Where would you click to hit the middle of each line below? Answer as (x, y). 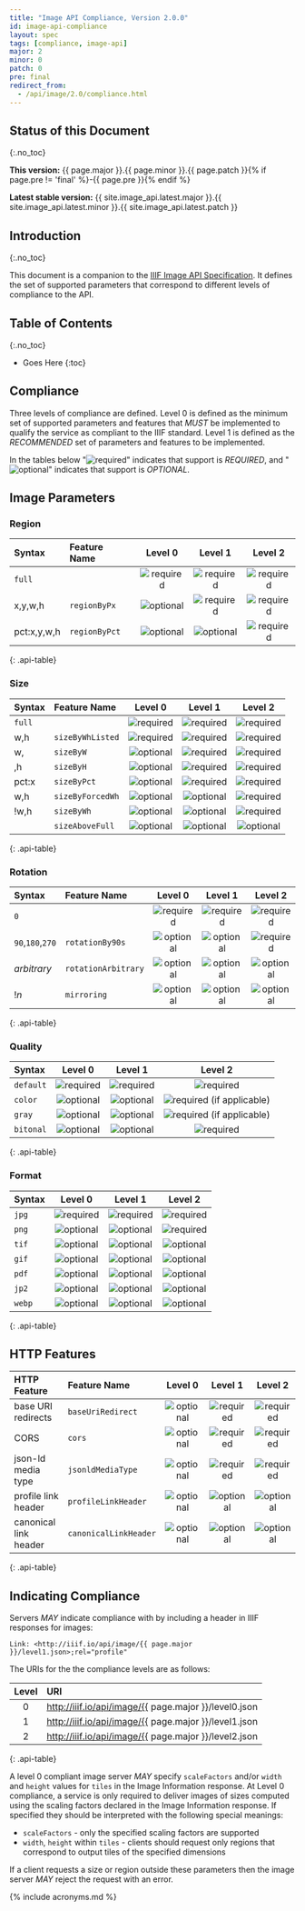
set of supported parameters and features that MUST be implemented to (145, 423)
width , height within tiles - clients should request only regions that (148, 1843)
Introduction (45, 236)
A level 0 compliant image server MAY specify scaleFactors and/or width (146, 1776)
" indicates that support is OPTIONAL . (119, 469)
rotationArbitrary (105, 969)
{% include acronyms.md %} (64, 1897)
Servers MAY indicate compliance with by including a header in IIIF (134, 1618)
